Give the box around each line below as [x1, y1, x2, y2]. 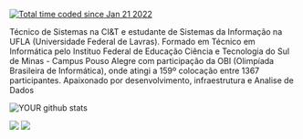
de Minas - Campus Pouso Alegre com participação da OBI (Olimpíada [9, 56, 275, 66]
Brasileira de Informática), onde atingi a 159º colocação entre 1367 [9, 65, 260, 76]
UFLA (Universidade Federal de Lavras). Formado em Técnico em [9, 37, 256, 47]
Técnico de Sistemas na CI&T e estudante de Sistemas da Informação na [9, 27, 283, 37]
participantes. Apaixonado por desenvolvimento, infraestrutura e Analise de [9, 75, 294, 86]
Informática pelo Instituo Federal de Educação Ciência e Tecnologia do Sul [9, 46, 290, 57]
